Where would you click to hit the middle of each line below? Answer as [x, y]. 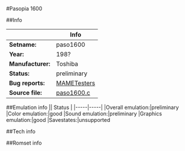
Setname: [23, 45]
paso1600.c [73, 93]
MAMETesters [76, 83]
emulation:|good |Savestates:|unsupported [58, 120]
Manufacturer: [30, 64]
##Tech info [21, 131]
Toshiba [67, 64]
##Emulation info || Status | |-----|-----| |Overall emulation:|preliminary [92, 107]
